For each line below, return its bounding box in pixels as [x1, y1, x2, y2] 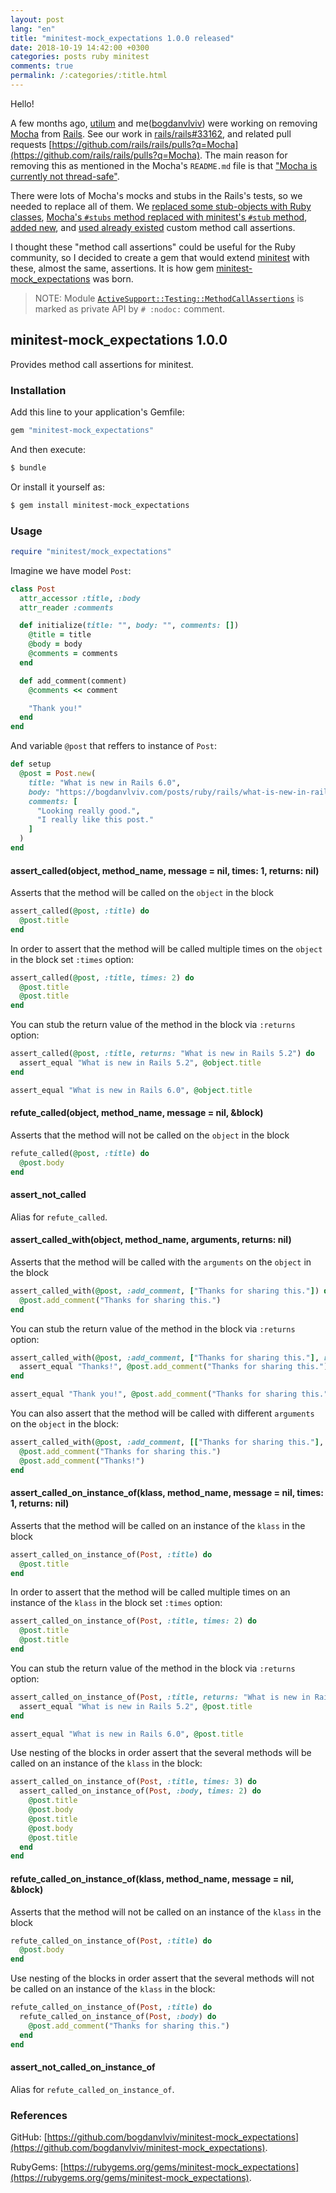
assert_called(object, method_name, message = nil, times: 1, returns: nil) [10, 864, 320, 876]
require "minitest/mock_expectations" [10, 546, 172, 556]
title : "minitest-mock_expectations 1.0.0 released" [10, 33, 235, 43]
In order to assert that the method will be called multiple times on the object [10, 942, 323, 955]
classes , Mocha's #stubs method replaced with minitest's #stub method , [10, 211, 308, 223]
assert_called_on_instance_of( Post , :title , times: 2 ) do [10, 1616, 257, 1626]
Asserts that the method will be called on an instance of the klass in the [10, 1519, 306, 1531]
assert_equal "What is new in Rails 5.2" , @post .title [19, 1701, 253, 1711]
